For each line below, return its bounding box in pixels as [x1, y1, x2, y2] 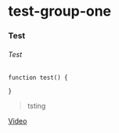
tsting [27, 101, 46, 111]
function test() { [8, 74, 68, 82]
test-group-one [8, 2, 112, 20]
